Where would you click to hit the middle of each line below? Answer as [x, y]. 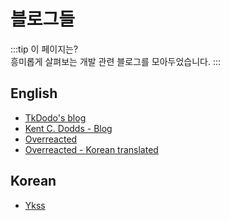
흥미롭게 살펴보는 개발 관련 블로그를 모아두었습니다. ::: [115, 61]
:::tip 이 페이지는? [44, 49]
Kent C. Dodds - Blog [68, 128]
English [34, 93]
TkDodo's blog [55, 117]
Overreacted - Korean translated [91, 149]
